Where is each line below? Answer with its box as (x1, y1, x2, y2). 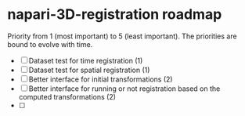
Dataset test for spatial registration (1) (28, 65, 150, 74)
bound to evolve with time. (7, 39, 93, 49)
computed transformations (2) (18, 92, 117, 101)
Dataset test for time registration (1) (28, 56, 143, 65)
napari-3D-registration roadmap (7, 5, 222, 24)
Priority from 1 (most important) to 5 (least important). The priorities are (7, 31, 237, 41)
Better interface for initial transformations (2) (28, 74, 173, 84)
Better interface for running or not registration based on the (28, 84, 221, 93)
